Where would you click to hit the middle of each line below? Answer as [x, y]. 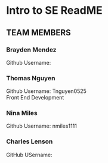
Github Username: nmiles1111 [42, 126]
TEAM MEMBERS [39, 33]
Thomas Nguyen [31, 78]
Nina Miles [22, 113]
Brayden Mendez [31, 50]
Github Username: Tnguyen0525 [46, 91]
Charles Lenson [30, 141]
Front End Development [35, 98]
